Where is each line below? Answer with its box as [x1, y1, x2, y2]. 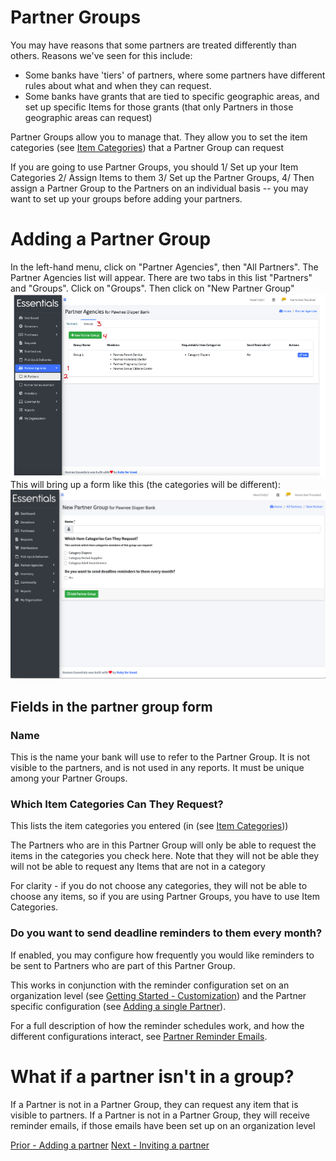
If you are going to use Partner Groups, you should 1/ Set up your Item [10, 161, 299, 173]
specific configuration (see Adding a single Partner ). [10, 1000, 227, 1012]
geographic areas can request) [24, 111, 153, 123]
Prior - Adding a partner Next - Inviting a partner [10, 1139, 210, 1151]
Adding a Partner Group [10, 228, 212, 251]
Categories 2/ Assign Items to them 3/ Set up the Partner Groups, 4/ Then [10, 171, 315, 183]
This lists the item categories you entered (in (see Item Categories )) [10, 820, 289, 832]
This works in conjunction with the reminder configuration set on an [10, 979, 290, 991]
